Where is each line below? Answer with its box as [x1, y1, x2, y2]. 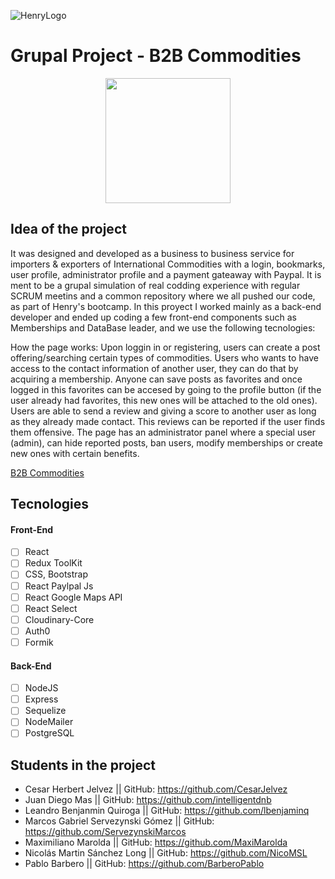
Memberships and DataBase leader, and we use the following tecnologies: [10, 321, 316, 334]
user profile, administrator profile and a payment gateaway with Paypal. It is [10, 268, 322, 280]
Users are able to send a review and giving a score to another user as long [10, 405, 317, 417]
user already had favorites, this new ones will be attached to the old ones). [10, 394, 318, 406]
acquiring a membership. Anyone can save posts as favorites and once [10, 373, 303, 385]
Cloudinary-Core [24, 613, 95, 625]
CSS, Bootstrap [24, 568, 89, 580]
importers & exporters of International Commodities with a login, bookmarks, [10, 258, 326, 270]
